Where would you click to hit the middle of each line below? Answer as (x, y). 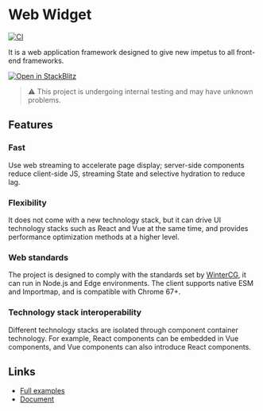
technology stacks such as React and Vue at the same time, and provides (128, 228)
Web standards (39, 257)
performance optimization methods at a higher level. (94, 237)
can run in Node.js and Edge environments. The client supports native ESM (131, 284)
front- (246, 52)
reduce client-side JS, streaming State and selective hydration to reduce (127, 174)
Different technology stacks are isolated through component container (123, 330)
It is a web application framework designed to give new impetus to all (122, 52)
